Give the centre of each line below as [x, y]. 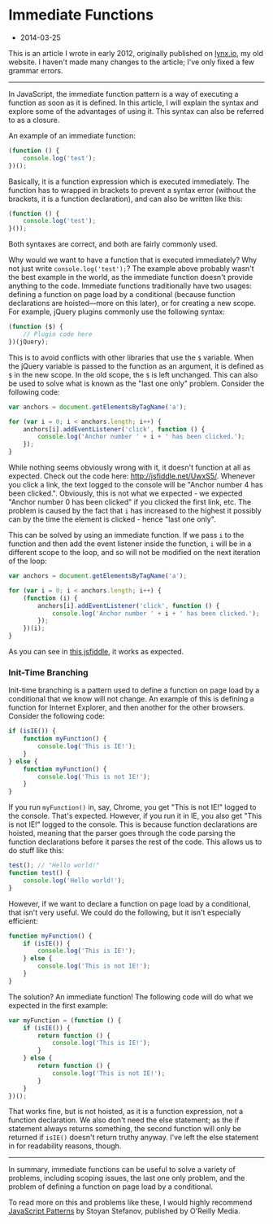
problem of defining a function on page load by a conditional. [111, 1187]
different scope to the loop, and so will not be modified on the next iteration [134, 553]
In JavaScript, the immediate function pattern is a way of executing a [123, 94]
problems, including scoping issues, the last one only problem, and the [127, 1178]
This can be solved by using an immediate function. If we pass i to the [126, 535]
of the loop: [28, 561]
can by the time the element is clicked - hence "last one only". [113, 519]
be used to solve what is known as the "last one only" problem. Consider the [136, 383]
